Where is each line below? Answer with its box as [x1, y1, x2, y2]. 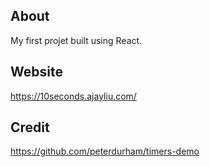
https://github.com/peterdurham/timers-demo [10, 145, 200, 158]
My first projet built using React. [10, 34, 143, 46]
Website [10, 64, 63, 81]
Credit [10, 119, 50, 136]
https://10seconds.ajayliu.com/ [10, 90, 137, 102]
